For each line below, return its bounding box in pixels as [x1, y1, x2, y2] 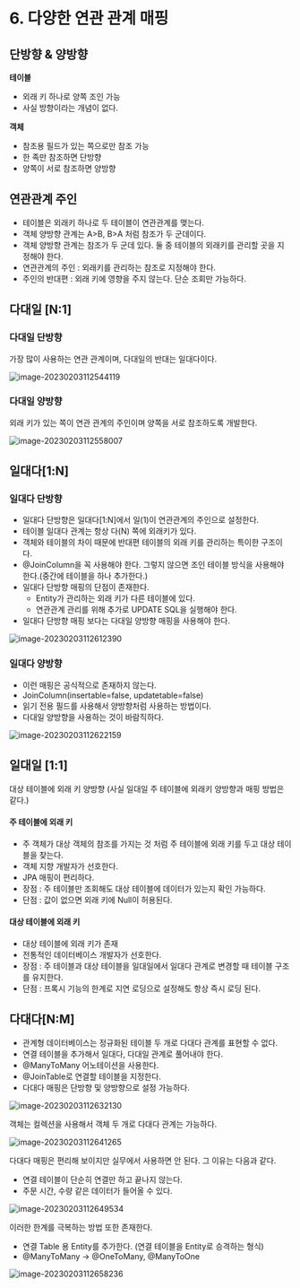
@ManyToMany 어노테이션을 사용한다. [21, 1059, 159, 1070]
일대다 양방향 [9, 657, 63, 670]
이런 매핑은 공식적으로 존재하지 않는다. [21, 679, 157, 691]
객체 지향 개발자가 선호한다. [21, 860, 119, 871]
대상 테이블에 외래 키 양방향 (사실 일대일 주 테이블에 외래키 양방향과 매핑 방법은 [9, 783, 285, 794]
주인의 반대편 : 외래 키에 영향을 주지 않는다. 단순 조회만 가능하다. [21, 273, 247, 283]
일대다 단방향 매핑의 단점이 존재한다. [21, 582, 150, 593]
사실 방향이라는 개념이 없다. [21, 102, 119, 113]
